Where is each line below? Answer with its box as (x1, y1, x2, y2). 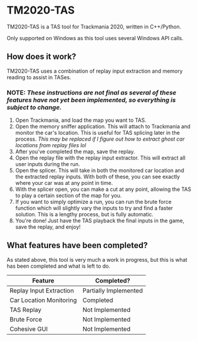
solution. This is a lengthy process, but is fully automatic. (15, 211, 154, 218)
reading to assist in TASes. (6, 73, 71, 80)
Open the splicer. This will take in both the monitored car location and (15, 167, 185, 174)
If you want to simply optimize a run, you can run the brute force (15, 199, 172, 206)
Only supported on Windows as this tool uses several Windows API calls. (6, 34, 184, 41)
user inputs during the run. (15, 161, 80, 168)
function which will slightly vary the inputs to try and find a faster (15, 204, 173, 212)
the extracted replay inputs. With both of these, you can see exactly (15, 173, 180, 180)
